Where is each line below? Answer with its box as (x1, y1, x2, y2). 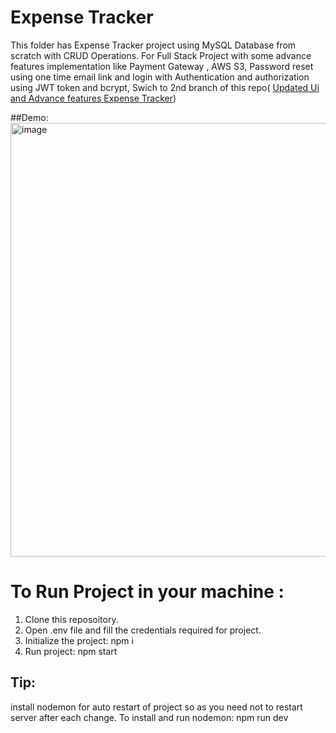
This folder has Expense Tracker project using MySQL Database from (10, 39, 297, 51)
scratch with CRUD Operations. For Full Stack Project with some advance (10, 49, 312, 61)
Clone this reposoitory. (24, 613, 119, 625)
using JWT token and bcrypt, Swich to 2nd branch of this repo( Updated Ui (10, 81, 320, 93)
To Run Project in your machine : (10, 581, 285, 603)
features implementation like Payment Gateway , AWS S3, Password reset (10, 60, 314, 72)
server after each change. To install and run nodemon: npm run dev (10, 711, 289, 723)
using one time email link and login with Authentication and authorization (10, 71, 310, 83)
